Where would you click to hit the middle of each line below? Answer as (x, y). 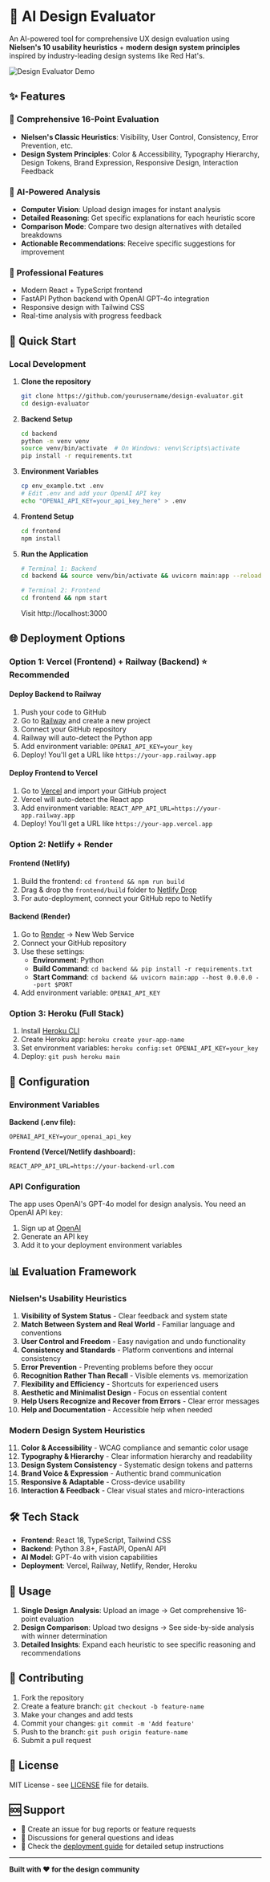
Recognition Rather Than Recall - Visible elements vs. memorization (134, 1375)
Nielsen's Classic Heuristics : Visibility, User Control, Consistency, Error (139, 136)
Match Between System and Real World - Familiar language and (128, 1325)
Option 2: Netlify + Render (61, 844)
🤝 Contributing (46, 1678)
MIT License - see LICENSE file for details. (79, 1785)
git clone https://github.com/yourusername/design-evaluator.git (132, 396)
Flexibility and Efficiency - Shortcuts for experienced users (119, 1384)
